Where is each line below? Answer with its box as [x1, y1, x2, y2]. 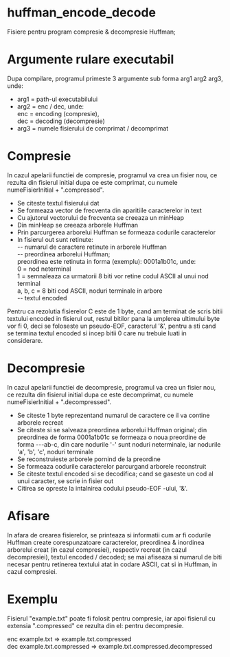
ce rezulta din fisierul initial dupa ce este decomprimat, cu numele [7, 390, 194, 399]
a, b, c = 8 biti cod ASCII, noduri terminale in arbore [16, 287, 163, 295]
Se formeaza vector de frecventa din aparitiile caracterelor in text [16, 206, 203, 214]
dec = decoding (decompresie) [16, 117, 105, 125]
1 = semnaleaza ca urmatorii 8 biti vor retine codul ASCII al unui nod [16, 271, 209, 280]
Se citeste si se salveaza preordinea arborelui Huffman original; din [16, 425, 207, 434]
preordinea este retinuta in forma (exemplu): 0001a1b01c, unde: [16, 257, 196, 265]
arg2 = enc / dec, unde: [16, 102, 84, 111]
